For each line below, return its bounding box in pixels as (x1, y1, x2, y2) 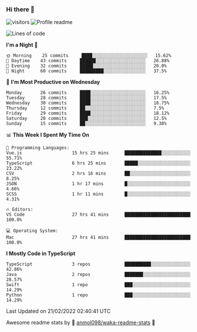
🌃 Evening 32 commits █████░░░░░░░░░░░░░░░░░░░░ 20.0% (6, 63, 167, 69)
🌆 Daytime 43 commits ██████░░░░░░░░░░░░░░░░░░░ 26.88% (6, 58, 169, 64)
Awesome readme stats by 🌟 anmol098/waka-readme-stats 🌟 (6, 319, 156, 326)
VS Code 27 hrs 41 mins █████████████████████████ (6, 212, 191, 218)
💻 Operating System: (6, 228, 59, 234)
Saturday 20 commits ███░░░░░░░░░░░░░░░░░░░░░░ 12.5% (6, 116, 167, 122)
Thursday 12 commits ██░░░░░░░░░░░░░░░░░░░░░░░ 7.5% (6, 105, 165, 111)
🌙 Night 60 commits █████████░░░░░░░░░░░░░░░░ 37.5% (6, 68, 167, 74)
